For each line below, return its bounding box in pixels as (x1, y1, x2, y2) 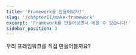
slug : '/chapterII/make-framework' (6, 14, 95, 20)
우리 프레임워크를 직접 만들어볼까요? (6, 42, 91, 50)
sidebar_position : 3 (6, 25, 58, 32)
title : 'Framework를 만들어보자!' (6, 8, 85, 15)
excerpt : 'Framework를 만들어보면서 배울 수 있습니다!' (6, 20, 131, 26)
